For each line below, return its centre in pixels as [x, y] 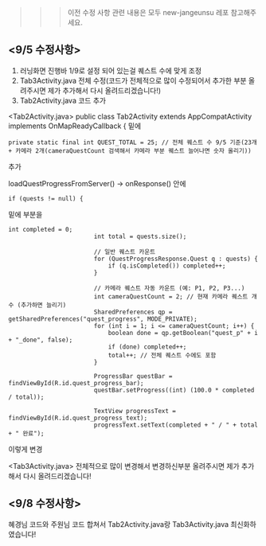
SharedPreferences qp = [133, 312]
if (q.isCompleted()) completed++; [167, 266]
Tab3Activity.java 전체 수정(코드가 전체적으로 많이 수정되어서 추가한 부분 [133, 80]
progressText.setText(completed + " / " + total [176, 425]
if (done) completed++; [147, 347]
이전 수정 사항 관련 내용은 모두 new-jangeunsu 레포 [148, 12]
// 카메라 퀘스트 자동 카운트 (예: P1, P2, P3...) [169, 288]
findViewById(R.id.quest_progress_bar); [76, 383]
